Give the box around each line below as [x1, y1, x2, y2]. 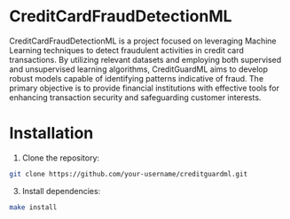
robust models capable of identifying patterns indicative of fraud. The [9, 73, 264, 83]
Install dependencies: [21, 185, 101, 196]
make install [9, 202, 58, 212]
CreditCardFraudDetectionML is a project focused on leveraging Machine [9, 35, 277, 46]
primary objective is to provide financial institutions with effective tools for [9, 82, 279, 93]
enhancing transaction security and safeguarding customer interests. [9, 91, 262, 103]
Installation [9, 123, 94, 144]
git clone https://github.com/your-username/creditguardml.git [9, 169, 248, 178]
